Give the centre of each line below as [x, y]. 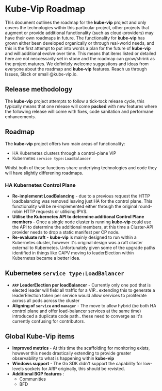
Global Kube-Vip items [40, 337]
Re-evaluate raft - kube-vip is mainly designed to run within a [74, 237]
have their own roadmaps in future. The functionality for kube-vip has [75, 38]
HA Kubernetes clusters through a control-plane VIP [64, 153]
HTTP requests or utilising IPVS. [56, 211]
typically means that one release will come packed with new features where [81, 106]
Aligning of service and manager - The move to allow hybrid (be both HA [84, 305]
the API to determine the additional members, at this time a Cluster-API [83, 227]
